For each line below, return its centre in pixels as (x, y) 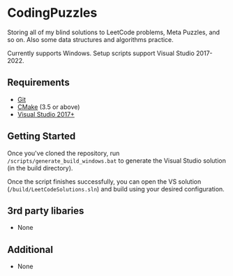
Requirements (38, 83)
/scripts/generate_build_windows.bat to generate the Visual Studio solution (117, 160)
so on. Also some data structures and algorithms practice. (91, 39)
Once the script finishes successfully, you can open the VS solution (104, 181)
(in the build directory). (40, 168)
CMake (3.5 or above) (48, 107)
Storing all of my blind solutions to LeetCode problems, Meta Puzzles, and (114, 32)
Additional (30, 249)
